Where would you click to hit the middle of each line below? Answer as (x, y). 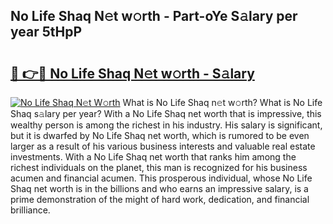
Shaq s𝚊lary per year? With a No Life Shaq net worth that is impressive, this (166, 113)
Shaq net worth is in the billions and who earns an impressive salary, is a (159, 188)
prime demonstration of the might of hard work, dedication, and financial (160, 199)
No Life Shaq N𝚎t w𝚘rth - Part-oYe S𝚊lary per (154, 16)
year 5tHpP (46, 32)
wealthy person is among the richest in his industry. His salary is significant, (166, 125)
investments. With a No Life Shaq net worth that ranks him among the (153, 157)
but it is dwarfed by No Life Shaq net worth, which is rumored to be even (160, 135)
